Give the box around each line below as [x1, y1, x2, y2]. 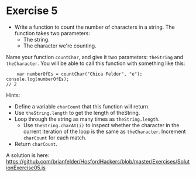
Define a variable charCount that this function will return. [14, 103, 150, 110]
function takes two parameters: [14, 29, 91, 36]
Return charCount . [14, 140, 57, 147]
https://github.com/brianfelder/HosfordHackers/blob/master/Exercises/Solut [6, 158, 190, 165]
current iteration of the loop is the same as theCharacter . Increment [23, 128, 186, 135]
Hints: [6, 91, 20, 98]
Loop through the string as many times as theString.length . [14, 115, 160, 122]
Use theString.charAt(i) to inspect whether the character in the [23, 121, 180, 128]
